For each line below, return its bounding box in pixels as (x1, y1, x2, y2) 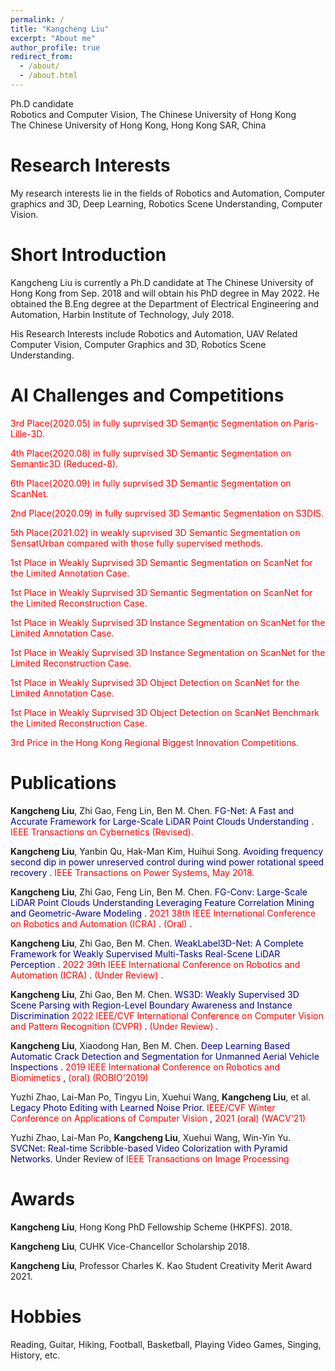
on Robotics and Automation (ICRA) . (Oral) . (10, 917, 193, 930)
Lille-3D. (10, 427, 45, 440)
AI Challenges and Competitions (10, 384, 285, 406)
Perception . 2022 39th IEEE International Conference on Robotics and (10, 958, 301, 970)
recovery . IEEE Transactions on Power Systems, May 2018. (10, 866, 255, 878)
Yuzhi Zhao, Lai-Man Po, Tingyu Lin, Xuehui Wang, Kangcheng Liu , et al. (10, 1091, 312, 1103)
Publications (10, 771, 117, 794)
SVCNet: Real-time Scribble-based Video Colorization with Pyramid (10, 1142, 288, 1154)
